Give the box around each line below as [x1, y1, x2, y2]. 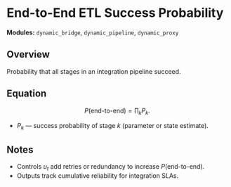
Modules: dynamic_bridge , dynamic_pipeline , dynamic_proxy [6, 28, 179, 37]
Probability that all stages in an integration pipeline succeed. [6, 67, 181, 75]
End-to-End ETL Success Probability [6, 5, 224, 21]
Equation [6, 88, 47, 100]
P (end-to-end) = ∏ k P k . [84, 106, 150, 117]
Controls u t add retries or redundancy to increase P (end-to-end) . [16, 162, 205, 172]
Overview [6, 49, 51, 60]
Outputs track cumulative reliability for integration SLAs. [16, 171, 179, 180]
